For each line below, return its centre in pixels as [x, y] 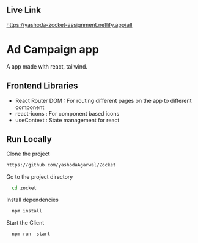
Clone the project [28, 154]
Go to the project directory [40, 177]
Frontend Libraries [42, 86]
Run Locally [29, 139]
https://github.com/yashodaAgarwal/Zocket [61, 165]
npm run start [31, 234]
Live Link [24, 10]
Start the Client [25, 222]
